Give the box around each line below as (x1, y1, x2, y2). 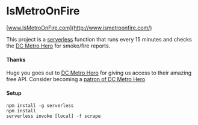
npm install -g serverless (6, 103, 74, 109)
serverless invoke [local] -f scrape (6, 113, 101, 120)
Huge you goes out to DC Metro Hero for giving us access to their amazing (6, 69, 192, 76)
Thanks (6, 56, 26, 63)
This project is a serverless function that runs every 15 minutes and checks (6, 35, 193, 43)
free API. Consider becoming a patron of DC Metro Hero (6, 76, 146, 83)
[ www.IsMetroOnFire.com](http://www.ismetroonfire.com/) (6, 24, 152, 31)
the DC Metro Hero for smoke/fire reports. (6, 42, 111, 49)
